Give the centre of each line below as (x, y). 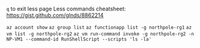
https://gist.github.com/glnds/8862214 (55, 15)
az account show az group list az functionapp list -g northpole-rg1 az (99, 27)
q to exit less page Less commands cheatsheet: (66, 9)
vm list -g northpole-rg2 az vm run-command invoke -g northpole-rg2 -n (100, 34)
